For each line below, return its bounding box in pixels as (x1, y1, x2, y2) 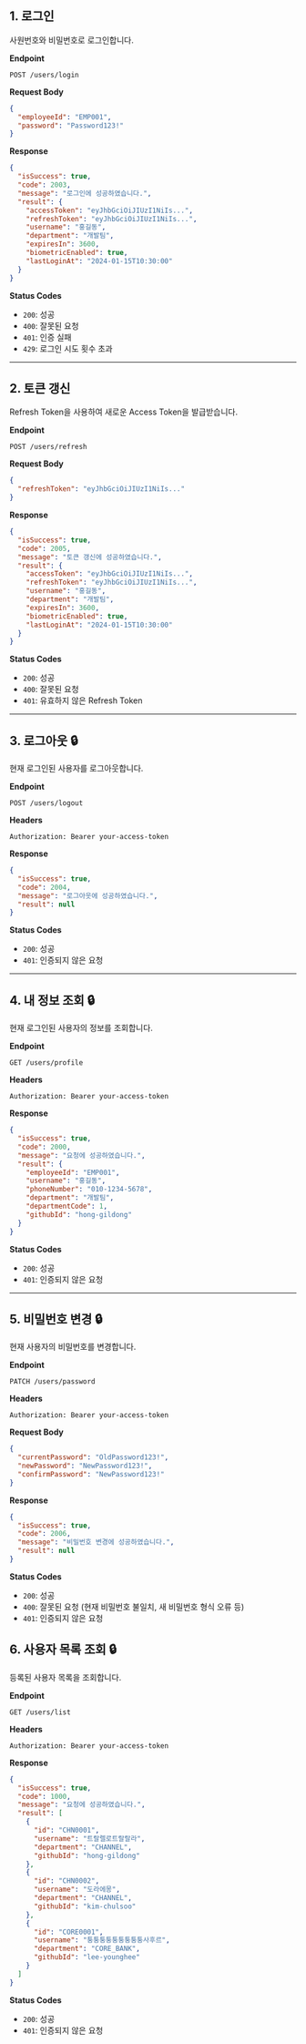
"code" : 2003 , (17, 180, 71, 189)
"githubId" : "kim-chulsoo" (33, 1902, 137, 1911)
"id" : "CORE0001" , (33, 1927, 104, 1937)
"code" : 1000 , (17, 1792, 71, 1801)
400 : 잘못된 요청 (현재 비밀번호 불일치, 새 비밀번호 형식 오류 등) (22, 1601, 245, 1612)
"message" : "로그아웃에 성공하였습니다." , (17, 891, 158, 900)
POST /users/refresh (9, 443, 88, 452)
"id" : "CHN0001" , (33, 1825, 100, 1834)
